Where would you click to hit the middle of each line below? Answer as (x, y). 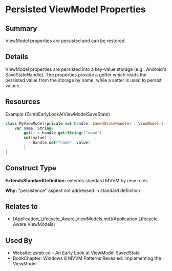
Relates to (22, 206)
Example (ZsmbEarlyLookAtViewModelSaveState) (58, 114)
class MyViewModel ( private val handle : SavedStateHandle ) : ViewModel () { (87, 123)
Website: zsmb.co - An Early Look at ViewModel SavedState (76, 253)
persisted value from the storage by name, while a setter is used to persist (84, 80)
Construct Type (31, 168)
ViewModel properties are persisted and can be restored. (66, 41)
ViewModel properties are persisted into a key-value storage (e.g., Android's (86, 69)
